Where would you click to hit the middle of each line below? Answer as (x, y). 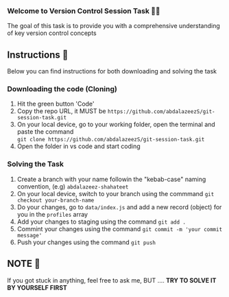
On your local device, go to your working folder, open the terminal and (116, 124)
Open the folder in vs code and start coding (79, 146)
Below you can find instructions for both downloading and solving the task (112, 71)
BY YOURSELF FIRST (37, 287)
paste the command (45, 132)
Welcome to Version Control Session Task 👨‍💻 (84, 11)
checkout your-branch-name (56, 200)
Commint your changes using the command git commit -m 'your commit (120, 228)
